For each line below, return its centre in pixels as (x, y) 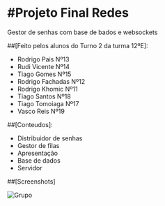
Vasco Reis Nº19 (41, 111)
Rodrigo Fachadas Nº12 (51, 81)
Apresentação (37, 153)
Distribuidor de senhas (50, 138)
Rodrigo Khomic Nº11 (47, 89)
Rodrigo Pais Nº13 (43, 59)
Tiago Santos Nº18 (44, 96)
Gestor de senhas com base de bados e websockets (82, 32)
